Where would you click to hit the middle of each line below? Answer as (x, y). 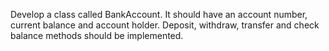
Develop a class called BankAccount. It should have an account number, (159, 14)
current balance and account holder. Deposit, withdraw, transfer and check (165, 25)
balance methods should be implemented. (97, 35)
